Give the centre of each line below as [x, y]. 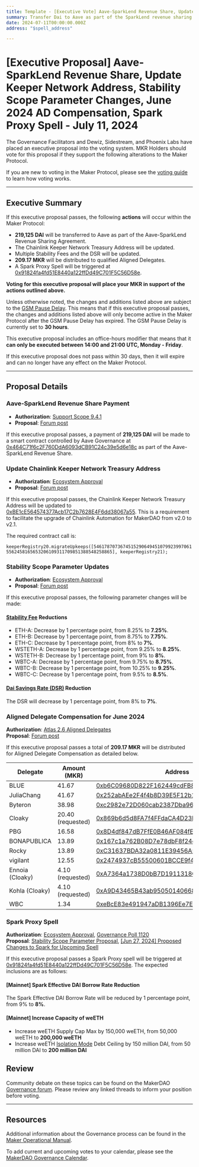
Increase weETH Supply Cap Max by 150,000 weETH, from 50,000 [96, 1031]
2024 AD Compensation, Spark [84, 113]
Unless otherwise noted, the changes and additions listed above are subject [99, 302]
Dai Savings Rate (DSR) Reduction [49, 688]
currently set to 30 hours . [38, 327]
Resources [26, 1119]
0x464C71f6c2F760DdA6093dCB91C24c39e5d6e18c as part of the [89, 447]
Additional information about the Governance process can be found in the [96, 1134]
